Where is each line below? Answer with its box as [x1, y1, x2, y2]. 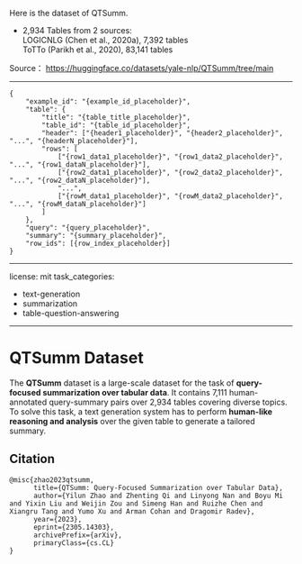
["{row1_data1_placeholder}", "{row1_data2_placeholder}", [57, 152, 283, 161]
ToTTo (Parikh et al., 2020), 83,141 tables [22, 44, 173, 55]
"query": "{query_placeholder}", [25, 223, 151, 232]
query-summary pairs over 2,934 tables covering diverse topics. [49, 396, 288, 407]
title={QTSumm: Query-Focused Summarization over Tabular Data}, [32, 483, 283, 492]
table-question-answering [22, 308, 120, 318]
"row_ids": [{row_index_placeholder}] [25, 239, 171, 248]
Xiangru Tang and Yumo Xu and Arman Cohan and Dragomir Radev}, [9, 506, 255, 516]
